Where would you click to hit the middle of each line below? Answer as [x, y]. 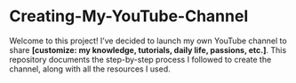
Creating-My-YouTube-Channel [129, 16]
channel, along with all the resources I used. [90, 69]
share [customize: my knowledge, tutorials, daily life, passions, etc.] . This [148, 49]
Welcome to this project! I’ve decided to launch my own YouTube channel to [148, 41]
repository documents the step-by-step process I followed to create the [140, 59]
